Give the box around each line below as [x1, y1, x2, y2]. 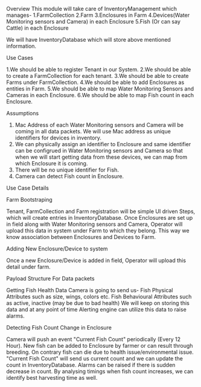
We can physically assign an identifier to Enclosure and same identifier [14, 141, 191, 147]
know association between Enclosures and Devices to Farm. [6, 234, 156, 240]
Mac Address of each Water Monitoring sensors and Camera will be [14, 121, 184, 129]
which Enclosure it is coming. [14, 160, 88, 167]
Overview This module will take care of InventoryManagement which [6, 5, 177, 12]
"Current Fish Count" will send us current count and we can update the [6, 355, 183, 362]
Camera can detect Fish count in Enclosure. [14, 173, 124, 180]
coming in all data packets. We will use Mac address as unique [14, 128, 171, 135]
